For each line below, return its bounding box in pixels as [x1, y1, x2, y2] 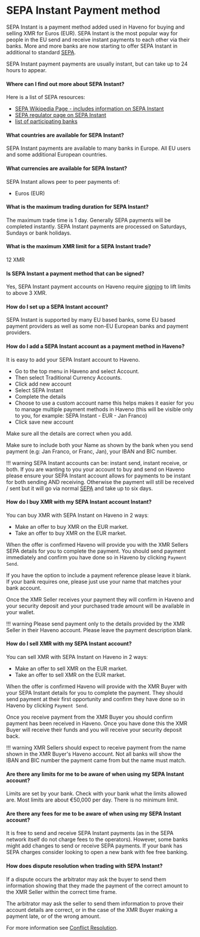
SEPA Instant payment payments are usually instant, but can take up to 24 [6, 60, 188, 67]
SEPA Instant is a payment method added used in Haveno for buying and [6, 23, 185, 30]
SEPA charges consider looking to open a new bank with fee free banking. [6, 849, 189, 856]
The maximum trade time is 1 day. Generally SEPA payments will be [6, 216, 171, 224]
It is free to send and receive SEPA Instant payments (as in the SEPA [6, 830, 174, 837]
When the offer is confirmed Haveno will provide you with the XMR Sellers [6, 541, 189, 548]
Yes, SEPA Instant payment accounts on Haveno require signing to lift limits [6, 283, 191, 290]
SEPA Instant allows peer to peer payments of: [6, 178, 121, 185]
